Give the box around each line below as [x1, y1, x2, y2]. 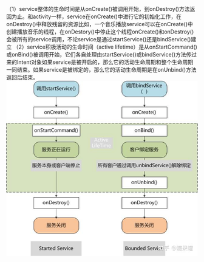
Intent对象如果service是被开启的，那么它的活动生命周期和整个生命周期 [16, 58, 193, 66]
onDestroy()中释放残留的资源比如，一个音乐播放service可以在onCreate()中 [6, 21, 193, 27]
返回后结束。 [6, 74, 38, 81]
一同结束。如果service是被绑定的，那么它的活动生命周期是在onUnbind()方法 [6, 66, 197, 73]
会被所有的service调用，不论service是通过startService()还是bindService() [6, 36, 191, 43]
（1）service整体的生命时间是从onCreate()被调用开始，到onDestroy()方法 [6, 5, 190, 12]
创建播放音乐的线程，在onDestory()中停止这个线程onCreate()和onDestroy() [6, 28, 194, 35]
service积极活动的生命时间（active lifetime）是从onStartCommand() [27, 43, 197, 50]
